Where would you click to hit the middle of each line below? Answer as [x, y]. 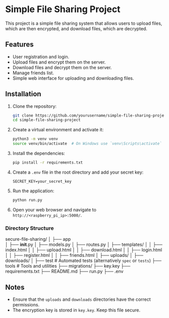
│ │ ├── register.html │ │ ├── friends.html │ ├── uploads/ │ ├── [74, 255]
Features [19, 45]
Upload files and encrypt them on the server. [59, 62]
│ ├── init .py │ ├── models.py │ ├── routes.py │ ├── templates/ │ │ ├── [84, 245]
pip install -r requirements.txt [48, 163]
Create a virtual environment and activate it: [58, 130]
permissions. [26, 304]
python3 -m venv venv [35, 139]
